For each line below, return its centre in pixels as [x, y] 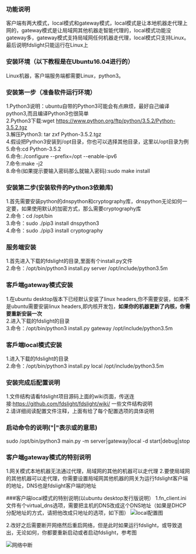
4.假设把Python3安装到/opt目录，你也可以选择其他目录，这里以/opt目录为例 [97, 141]
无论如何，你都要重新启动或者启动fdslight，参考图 [76, 532]
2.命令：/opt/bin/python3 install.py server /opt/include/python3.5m [87, 268]
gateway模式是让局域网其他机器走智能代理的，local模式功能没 [96, 30]
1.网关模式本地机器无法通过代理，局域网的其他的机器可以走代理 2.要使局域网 [98, 471]
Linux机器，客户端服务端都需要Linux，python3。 [65, 76]
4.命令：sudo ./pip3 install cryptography [55, 231]
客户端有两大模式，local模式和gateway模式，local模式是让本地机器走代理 [94, 23]
